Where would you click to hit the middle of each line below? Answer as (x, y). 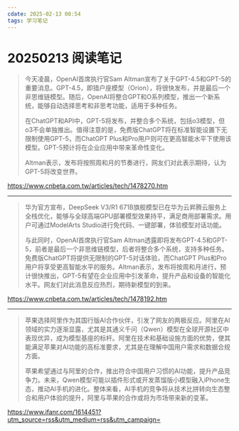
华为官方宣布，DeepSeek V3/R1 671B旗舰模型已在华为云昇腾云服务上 (126, 207)
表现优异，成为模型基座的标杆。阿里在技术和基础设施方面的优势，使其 (128, 338)
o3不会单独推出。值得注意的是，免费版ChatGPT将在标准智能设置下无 (126, 130)
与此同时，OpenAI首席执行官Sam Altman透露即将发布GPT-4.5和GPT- (126, 240)
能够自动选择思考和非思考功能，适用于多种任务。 (109, 106)
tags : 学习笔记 (28, 21)
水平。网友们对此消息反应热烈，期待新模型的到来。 (100, 285)
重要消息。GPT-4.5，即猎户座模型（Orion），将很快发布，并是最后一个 (128, 88)
